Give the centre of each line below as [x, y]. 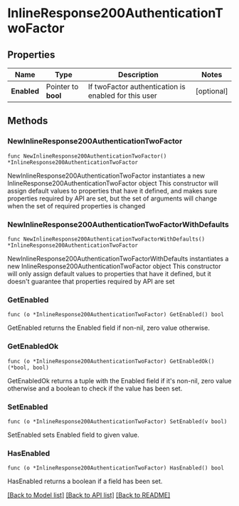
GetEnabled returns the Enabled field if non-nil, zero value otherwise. [108, 328]
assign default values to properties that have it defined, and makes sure [112, 191]
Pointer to [62, 87]
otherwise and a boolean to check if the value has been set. [95, 388]
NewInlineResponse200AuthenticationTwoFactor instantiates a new [106, 176]
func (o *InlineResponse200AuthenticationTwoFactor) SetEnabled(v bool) [117, 421]
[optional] [212, 91]
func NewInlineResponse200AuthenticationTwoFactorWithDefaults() [106, 239]
